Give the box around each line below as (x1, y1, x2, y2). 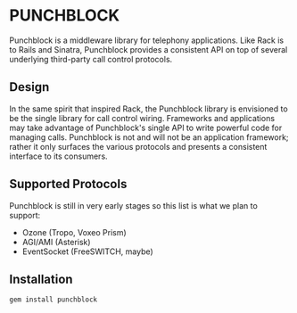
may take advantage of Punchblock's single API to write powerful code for (9, 122, 283, 133)
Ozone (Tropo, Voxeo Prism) (21, 227, 127, 237)
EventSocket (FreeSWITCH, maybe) (21, 246, 153, 257)
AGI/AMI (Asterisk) (21, 236, 91, 247)
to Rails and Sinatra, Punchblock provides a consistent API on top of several (9, 44, 288, 54)
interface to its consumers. (9, 151, 109, 161)
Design (9, 79, 50, 95)
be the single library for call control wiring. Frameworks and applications (9, 112, 275, 123)
